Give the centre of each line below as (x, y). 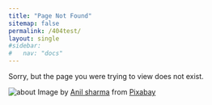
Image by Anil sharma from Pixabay (97, 92)
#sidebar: (25, 46)
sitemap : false (34, 23)
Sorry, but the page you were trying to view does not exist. (106, 76)
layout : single (34, 38)
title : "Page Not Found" (50, 16)
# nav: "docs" (36, 53)
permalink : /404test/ (45, 31)
